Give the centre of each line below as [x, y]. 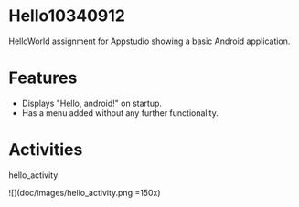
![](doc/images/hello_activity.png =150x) [85, 192]
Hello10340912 [67, 16]
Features [43, 78]
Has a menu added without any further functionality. [120, 113]
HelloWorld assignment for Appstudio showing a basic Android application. [149, 41]
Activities [46, 150]
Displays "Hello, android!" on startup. [91, 103]
